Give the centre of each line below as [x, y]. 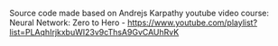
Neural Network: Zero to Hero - [68, 23]
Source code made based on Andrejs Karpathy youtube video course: [139, 13]
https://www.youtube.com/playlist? [193, 23]
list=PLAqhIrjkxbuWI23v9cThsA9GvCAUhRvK [94, 32]
